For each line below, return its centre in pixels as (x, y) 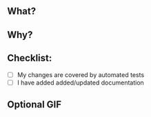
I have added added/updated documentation (81, 83)
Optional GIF (34, 105)
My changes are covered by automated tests (81, 74)
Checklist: (30, 58)
